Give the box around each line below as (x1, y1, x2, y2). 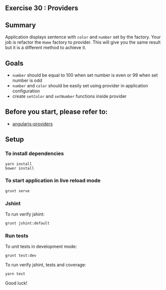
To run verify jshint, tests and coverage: (5, 262, 87, 268)
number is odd (12, 77, 42, 83)
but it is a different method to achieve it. (5, 45, 87, 51)
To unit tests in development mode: (5, 243, 77, 250)
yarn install (5, 161, 32, 166)
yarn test (5, 272, 26, 277)
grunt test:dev (5, 253, 37, 258)
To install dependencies (5, 150, 64, 157)
